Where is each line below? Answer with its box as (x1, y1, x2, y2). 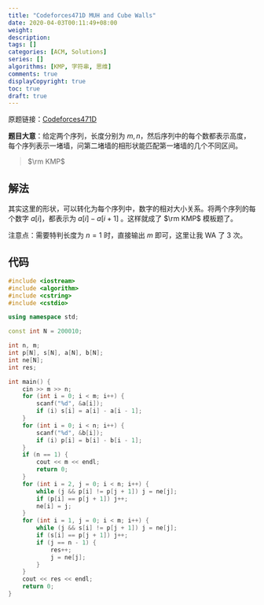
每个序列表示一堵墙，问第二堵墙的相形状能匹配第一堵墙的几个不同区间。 (8, 141, 242, 150)
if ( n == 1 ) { (22, 451, 68, 459)
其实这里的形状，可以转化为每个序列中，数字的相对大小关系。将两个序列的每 (8, 204, 256, 213)
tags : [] (8, 41, 37, 49)
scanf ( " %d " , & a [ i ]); (36, 400, 104, 408)
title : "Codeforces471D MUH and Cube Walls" (8, 11, 156, 20)
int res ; (8, 363, 37, 371)
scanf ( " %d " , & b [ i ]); (36, 429, 104, 437)
